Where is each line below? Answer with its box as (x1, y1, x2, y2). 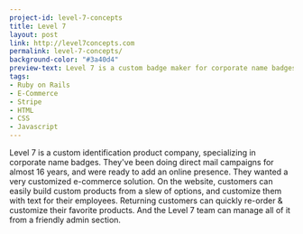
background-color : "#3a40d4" (9, 55, 119, 64)
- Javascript (9, 123, 59, 132)
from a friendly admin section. (9, 214, 122, 225)
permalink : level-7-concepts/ (9, 47, 124, 56)
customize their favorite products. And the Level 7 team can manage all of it (9, 205, 291, 215)
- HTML (9, 106, 34, 115)
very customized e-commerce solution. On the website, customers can (9, 176, 273, 186)
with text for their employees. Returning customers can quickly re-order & (9, 195, 283, 206)
